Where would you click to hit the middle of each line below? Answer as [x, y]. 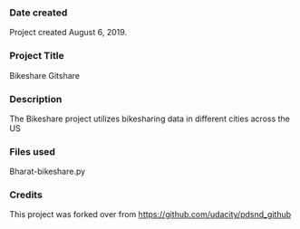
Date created [39, 13]
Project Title [37, 56]
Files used [33, 151]
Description [36, 99]
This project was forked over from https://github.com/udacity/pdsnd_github [150, 215]
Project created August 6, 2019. [68, 33]
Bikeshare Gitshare [44, 75]
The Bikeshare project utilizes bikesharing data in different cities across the [150, 119]
